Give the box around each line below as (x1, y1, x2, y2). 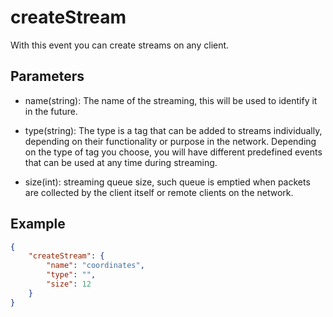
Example (10, 216, 66, 233)
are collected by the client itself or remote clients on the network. (24, 186, 294, 198)
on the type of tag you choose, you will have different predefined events (24, 146, 323, 158)
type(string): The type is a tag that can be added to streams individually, (24, 124, 323, 136)
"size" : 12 (46, 279, 92, 290)
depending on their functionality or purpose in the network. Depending (24, 135, 317, 147)
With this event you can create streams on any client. (10, 39, 230, 51)
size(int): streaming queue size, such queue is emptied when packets (24, 176, 311, 188)
